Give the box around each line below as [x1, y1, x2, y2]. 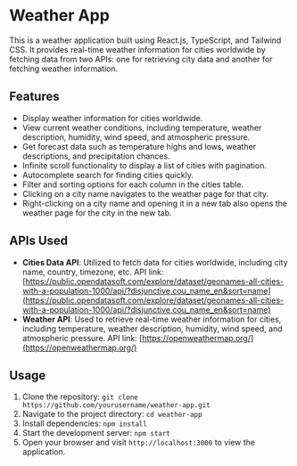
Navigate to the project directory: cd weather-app [21, 409, 202, 420]
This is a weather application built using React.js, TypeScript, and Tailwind [9, 35, 282, 45]
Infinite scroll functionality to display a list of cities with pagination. [21, 159, 268, 170]
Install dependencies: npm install [21, 418, 147, 429]
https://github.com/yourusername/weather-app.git [21, 401, 211, 410]
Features [9, 89, 60, 104]
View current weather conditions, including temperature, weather [21, 122, 262, 133]
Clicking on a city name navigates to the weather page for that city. [21, 188, 269, 199]
